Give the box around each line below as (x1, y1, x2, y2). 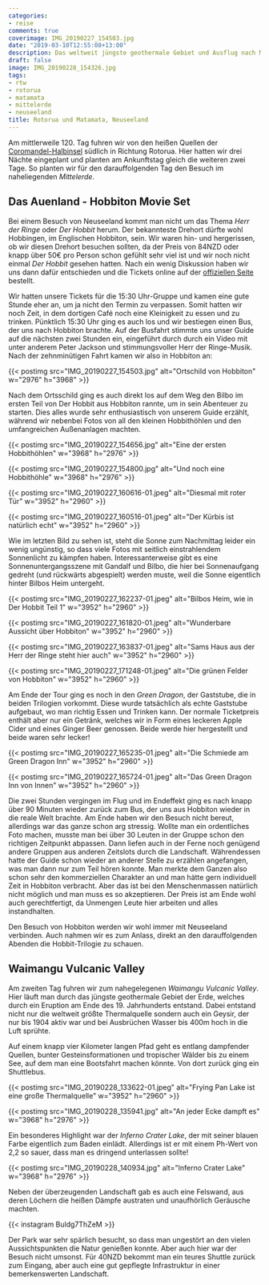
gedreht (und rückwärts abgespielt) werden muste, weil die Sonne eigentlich (8, 570, 261, 579)
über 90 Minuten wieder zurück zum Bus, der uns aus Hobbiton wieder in (8, 804, 251, 814)
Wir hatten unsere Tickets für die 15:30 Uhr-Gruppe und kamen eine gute (8, 291, 250, 301)
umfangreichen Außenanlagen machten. (8, 424, 142, 434)
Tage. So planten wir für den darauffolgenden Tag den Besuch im (8, 163, 224, 173)
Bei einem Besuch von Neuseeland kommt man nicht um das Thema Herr (8, 216, 250, 226)
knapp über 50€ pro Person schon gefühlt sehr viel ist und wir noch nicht (8, 250, 251, 260)
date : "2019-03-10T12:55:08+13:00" (8, 42, 127, 50)
